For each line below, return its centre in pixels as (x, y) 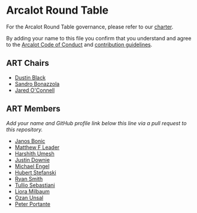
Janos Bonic (30, 141)
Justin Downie (32, 160)
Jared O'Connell (35, 90)
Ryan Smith (29, 179)
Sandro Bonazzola (37, 84)
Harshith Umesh (34, 153)
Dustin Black (30, 77)
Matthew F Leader (37, 147)
